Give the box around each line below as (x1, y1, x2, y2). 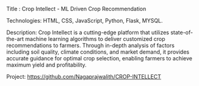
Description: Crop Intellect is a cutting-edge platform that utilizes (6, 29, 170, 36)
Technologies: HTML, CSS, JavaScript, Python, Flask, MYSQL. (6, 17, 163, 24)
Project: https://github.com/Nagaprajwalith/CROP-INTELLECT (6, 73, 162, 80)
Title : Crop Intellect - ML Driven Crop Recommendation (6, 5, 147, 12)
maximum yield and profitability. (6, 61, 87, 68)
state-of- (170, 29, 194, 36)
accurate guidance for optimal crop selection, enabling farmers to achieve (6, 55, 193, 62)
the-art (6, 35, 24, 42)
